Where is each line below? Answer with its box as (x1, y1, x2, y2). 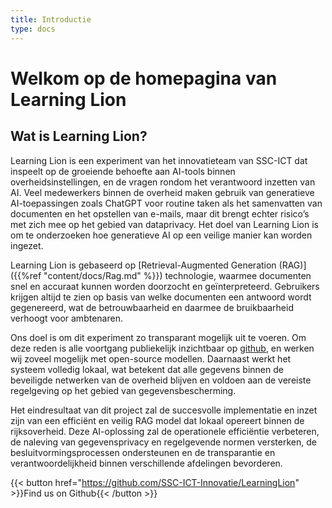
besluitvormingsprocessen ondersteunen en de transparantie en (10, 446, 276, 458)
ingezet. (10, 239, 44, 251)
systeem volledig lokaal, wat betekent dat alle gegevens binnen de (10, 363, 284, 375)
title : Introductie (10, 14, 92, 25)
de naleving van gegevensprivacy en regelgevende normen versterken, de (10, 436, 317, 448)
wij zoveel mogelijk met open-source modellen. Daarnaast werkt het (10, 352, 292, 365)
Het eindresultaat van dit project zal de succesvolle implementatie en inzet (10, 404, 318, 416)
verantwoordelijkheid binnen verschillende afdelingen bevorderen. (10, 457, 283, 469)
